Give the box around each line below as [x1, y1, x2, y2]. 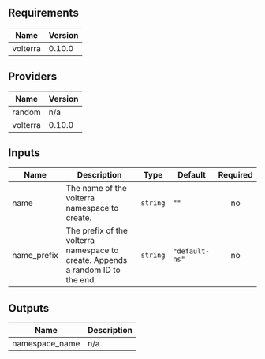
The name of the [65, 183, 128, 194]
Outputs [8, 301, 50, 315]
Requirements [8, 6, 79, 20]
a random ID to [65, 264, 121, 275]
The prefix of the [65, 225, 128, 236]
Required [218, 170, 253, 181]
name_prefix [12, 250, 59, 261]
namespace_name [12, 338, 80, 350]
